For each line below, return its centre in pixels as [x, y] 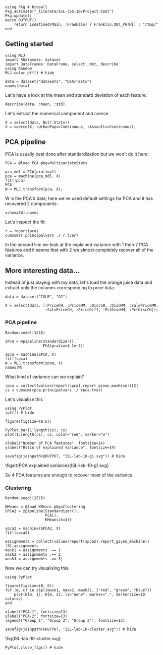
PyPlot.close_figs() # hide [34, 648]
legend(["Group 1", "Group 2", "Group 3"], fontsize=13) [65, 621]
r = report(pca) [22, 231]
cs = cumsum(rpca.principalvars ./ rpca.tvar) [54, 390]
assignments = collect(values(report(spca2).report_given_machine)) [77, 542]
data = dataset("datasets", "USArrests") [49, 81]
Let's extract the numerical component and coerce [57, 113]
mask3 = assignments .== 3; [34, 559]
